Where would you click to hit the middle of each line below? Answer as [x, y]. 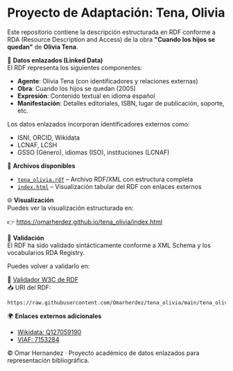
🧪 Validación [26, 238]
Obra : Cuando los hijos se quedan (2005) [77, 88]
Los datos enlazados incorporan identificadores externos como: [99, 124]
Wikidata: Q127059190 [49, 332]
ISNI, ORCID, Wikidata [49, 138]
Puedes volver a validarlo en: [49, 266]
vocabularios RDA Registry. [46, 252]
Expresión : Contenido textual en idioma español [86, 96]
